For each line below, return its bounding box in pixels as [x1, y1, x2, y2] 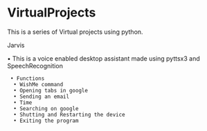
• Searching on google [13, 105, 79, 112]
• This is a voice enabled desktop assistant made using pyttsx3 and [7, 54, 201, 63]
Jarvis [7, 41, 25, 49]
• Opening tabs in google [13, 87, 89, 94]
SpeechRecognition [7, 61, 64, 70]
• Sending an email [13, 93, 70, 100]
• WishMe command [13, 81, 64, 88]
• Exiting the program [13, 117, 79, 124]
